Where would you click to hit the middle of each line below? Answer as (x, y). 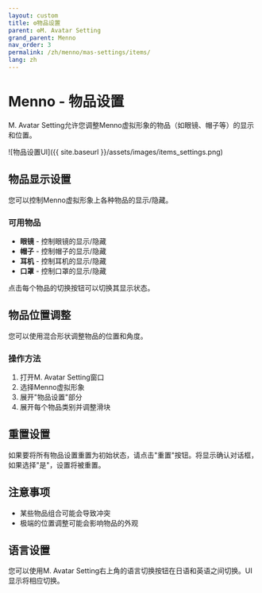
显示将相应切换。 (36, 581)
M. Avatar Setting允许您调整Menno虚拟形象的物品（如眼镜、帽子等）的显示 (131, 125)
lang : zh (23, 60)
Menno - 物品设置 (66, 102)
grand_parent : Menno (42, 38)
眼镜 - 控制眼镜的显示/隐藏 (63, 241)
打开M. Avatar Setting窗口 (62, 377)
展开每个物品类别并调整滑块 (65, 407)
